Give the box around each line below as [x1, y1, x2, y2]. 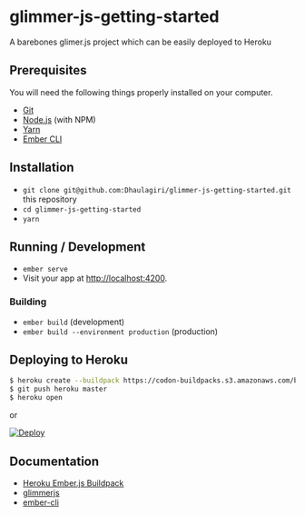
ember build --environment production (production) [22, 325, 219, 337]
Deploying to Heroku [9, 352, 129, 368]
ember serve [22, 265, 68, 274]
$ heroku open [9, 393, 64, 402]
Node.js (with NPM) [22, 114, 97, 124]
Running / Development [9, 239, 146, 254]
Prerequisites [9, 63, 87, 78]
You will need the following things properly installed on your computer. [9, 86, 273, 97]
